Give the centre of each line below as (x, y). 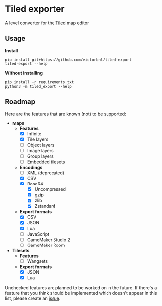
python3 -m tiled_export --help (38, 86)
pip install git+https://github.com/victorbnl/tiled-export (69, 60)
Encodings (31, 167)
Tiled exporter (35, 9)
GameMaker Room (46, 245)
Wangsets (37, 261)
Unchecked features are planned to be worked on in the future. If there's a (81, 287)
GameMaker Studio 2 (49, 240)
